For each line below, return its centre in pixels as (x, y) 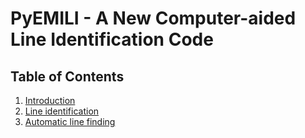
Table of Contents (67, 76)
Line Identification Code (112, 39)
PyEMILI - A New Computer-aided (153, 18)
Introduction (50, 100)
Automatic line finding (70, 121)
